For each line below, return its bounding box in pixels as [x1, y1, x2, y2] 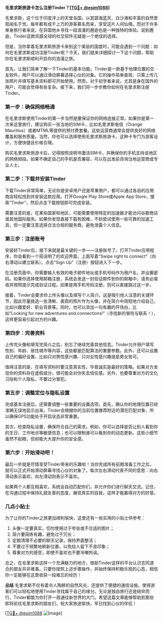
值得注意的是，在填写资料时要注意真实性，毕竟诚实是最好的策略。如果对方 [5, 364, 154, 370]
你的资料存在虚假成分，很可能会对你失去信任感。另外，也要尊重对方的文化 [9, 370, 158, 376]
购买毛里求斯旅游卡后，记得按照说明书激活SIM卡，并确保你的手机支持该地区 [5, 150, 158, 156]
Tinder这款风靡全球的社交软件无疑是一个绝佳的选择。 [13, 33, 120, 39]
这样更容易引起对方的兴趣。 [5, 316, 61, 322]
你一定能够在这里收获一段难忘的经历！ [5, 572, 81, 578]
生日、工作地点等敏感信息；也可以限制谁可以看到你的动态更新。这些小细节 [9, 430, 158, 436]
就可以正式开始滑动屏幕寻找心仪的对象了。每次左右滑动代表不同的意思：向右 [5, 467, 158, 473]
